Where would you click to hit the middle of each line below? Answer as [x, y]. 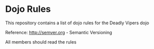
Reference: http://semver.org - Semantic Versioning [59, 32]
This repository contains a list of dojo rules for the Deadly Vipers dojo [77, 23]
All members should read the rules [41, 42]
